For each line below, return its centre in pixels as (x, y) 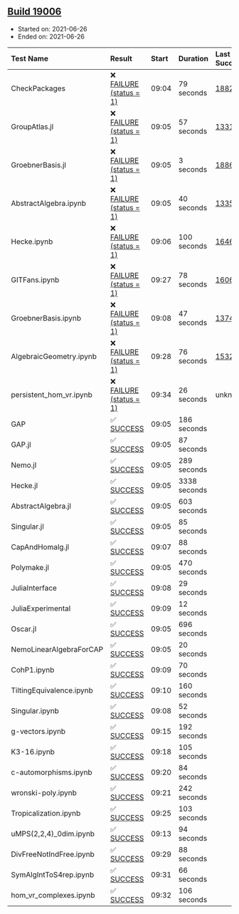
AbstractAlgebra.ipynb (49, 203)
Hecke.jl (25, 485)
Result (121, 58)
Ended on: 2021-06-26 (51, 36)
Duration (193, 58)
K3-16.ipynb (33, 752)
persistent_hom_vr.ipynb (52, 395)
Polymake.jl (30, 567)
